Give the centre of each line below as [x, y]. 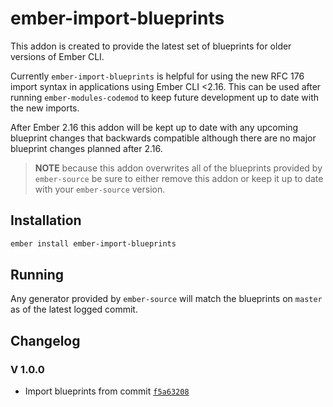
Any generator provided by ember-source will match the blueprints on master [166, 299]
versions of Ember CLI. [57, 56]
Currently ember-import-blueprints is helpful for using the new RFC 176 [157, 76]
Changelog [45, 340]
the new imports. [45, 108]
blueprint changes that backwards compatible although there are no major [163, 138]
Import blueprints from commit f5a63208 [107, 391]
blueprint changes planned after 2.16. [86, 148]
